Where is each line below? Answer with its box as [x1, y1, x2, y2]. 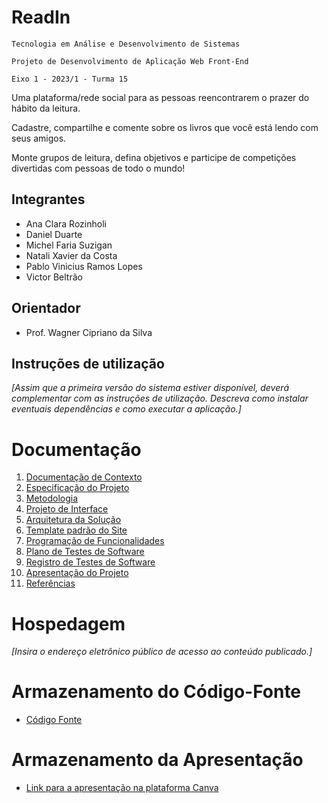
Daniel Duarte [25, 228, 83, 240]
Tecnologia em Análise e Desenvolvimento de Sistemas [11, 39, 241, 49]
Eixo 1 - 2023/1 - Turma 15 [11, 74, 129, 84]
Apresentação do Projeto [25, 567, 129, 579]
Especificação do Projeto [25, 482, 130, 494]
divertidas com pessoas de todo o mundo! [11, 162, 186, 174]
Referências [25, 577, 76, 590]
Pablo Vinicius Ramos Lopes [25, 260, 143, 272]
